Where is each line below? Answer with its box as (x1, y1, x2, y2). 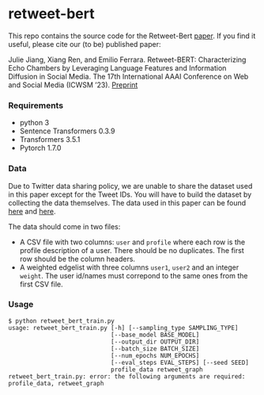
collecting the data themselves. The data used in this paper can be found (8, 197, 247, 207)
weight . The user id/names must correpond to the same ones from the (19, 270, 248, 280)
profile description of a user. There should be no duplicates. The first (19, 245, 244, 255)
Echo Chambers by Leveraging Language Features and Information (8, 63, 227, 72)
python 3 (19, 118, 50, 128)
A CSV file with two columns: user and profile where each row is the (19, 237, 246, 247)
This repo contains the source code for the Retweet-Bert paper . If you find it (8, 31, 256, 40)
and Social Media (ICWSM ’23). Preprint (8, 80, 138, 90)
